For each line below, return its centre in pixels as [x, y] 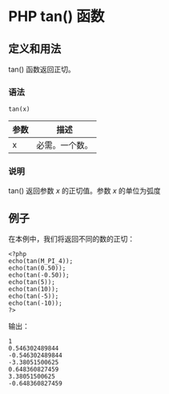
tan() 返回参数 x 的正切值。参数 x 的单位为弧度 [84, 190]
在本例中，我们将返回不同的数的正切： [71, 239]
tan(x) [19, 109]
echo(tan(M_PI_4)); [41, 262]
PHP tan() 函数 [56, 16]
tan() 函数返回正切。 [42, 69]
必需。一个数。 [65, 145]
